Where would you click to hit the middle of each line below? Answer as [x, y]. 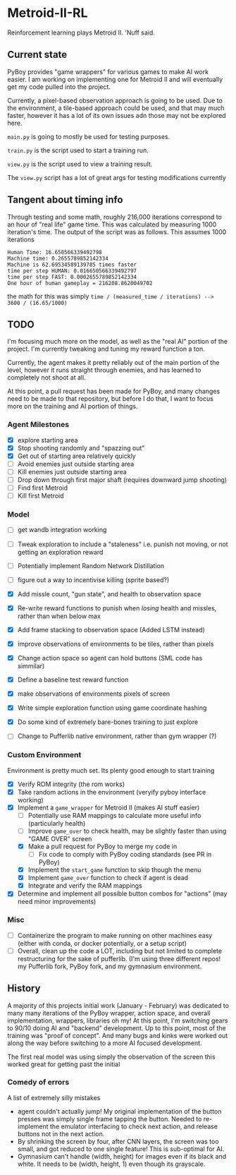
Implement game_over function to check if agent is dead [108, 878]
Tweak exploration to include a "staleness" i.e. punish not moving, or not [123, 544]
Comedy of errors [38, 1083]
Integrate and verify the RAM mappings [85, 886]
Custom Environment [44, 755]
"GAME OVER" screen [60, 838]
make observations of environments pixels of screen [94, 694]
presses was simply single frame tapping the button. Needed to [110, 1119]
